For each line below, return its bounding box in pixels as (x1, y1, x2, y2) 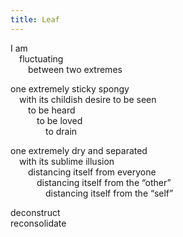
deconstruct (10, 206, 61, 218)
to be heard (28, 104, 76, 116)
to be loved (36, 114, 83, 126)
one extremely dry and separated (10, 144, 148, 156)
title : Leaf (10, 14, 60, 25)
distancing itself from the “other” (36, 176, 172, 188)
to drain (45, 125, 78, 137)
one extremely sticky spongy (10, 82, 130, 95)
